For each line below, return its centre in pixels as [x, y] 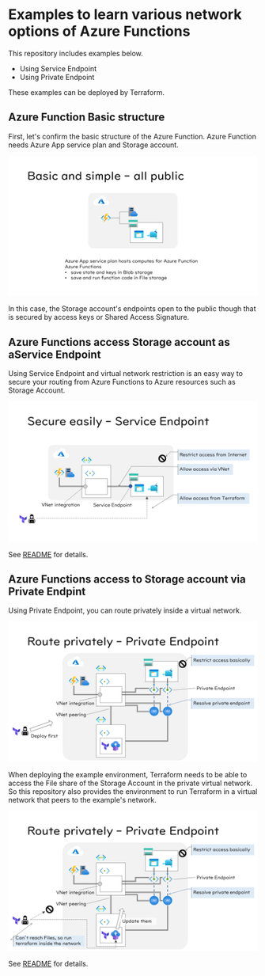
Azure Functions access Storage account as [119, 342]
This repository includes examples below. [76, 53]
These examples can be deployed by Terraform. [86, 92]
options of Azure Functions [99, 31]
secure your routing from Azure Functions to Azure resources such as [122, 382]
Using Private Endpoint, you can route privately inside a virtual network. [125, 610]
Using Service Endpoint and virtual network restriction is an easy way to [126, 374]
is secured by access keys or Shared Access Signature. [99, 317]
